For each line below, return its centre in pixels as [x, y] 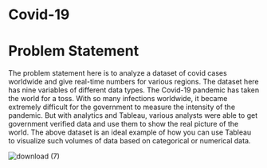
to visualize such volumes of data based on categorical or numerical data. [130, 141]
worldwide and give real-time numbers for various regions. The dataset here [133, 82]
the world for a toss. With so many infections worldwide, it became [118, 99]
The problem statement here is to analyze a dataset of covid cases [118, 73]
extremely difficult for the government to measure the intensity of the [122, 107]
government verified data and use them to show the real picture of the [124, 124]
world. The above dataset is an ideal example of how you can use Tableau [130, 132]
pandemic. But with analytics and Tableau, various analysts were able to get [133, 115]
